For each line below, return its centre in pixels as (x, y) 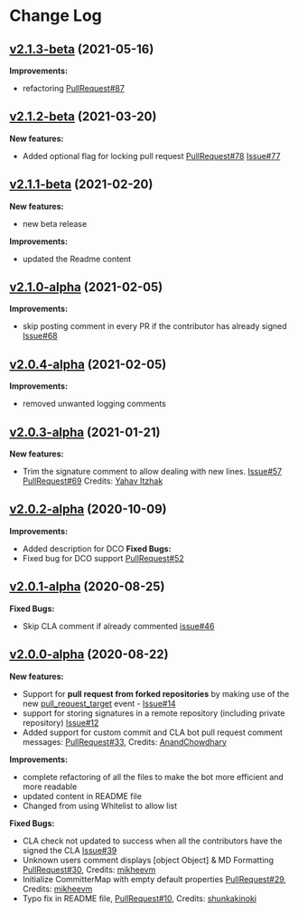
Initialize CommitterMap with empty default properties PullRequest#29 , (154, 879)
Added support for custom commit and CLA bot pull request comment (152, 732)
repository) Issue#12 (61, 722)
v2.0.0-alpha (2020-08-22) (89, 655)
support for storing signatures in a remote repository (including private (154, 713)
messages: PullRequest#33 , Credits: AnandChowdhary (125, 741)
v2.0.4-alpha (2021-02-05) (88, 364)
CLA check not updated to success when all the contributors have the (152, 841)
